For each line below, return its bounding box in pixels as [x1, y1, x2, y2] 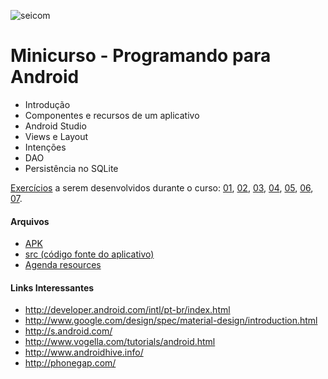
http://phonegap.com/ [24, 357, 117, 369]
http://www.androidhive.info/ [24, 346, 144, 359]
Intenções [24, 141, 67, 153]
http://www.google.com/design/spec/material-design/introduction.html [24, 315, 318, 327]
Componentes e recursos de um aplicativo [24, 109, 200, 121]
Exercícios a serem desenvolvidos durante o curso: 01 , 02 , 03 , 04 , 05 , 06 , [10, 181, 314, 194]
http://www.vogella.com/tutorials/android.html [24, 336, 216, 348]
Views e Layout [24, 130, 89, 142]
